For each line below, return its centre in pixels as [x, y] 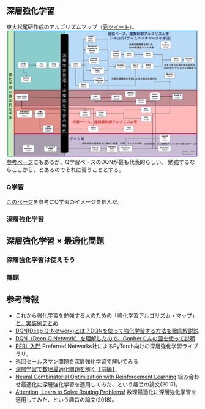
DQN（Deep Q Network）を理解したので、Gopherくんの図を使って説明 [105, 338]
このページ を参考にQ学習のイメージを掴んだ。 [65, 201]
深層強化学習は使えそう [41, 260]
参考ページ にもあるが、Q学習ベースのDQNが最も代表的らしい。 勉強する [98, 162]
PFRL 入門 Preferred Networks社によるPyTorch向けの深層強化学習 [99, 346]
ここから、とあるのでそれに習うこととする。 [68, 170]
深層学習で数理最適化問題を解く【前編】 [66, 369]
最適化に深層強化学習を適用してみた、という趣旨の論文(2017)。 [101, 384]
